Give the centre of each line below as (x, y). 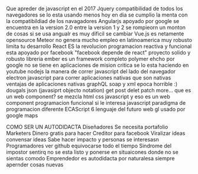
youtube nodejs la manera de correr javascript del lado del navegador (91, 71)
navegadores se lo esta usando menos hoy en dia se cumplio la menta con (97, 15)
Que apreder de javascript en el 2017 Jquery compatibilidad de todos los (95, 9)
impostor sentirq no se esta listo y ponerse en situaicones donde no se (92, 152)
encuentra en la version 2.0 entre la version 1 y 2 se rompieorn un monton (96, 27)
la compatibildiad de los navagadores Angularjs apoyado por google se (92, 21)
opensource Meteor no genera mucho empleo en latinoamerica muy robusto (99, 40)
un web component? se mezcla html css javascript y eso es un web (88, 96)
